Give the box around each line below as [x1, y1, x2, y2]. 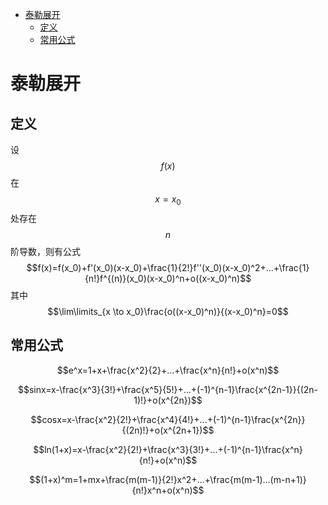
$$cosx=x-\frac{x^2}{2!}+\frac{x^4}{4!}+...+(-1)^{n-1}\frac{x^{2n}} [30, 413, 306, 425]
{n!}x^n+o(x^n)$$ [131, 484, 205, 496]
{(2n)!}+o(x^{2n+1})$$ [121, 424, 215, 436]
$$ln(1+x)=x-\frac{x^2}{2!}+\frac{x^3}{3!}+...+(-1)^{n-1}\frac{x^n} [33, 443, 303, 455]
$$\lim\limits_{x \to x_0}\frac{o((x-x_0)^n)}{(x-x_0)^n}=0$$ [47, 305, 289, 317]
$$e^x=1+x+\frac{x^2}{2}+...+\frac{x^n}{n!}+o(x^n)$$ [56, 364, 280, 376]
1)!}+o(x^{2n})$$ [133, 394, 203, 406]
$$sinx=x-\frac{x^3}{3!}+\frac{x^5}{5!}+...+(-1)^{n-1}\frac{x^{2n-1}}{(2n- [17, 383, 319, 395]
